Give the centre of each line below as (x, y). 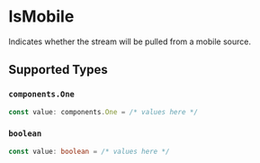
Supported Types (58, 70)
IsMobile (41, 17)
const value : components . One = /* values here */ (103, 112)
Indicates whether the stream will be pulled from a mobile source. (130, 41)
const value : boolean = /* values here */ (89, 151)
